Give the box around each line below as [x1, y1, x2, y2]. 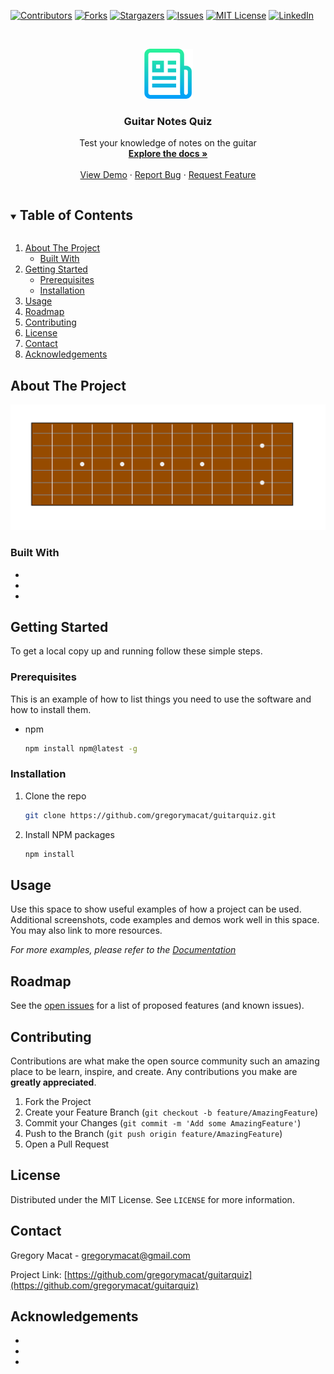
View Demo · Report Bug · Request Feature [79, 169, 257, 181]
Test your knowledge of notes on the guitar [79, 137, 257, 149]
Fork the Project [24, 1095, 92, 1107]
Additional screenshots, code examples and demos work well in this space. [10, 914, 320, 926]
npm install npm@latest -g [24, 743, 138, 754]
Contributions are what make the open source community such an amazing [10, 1055, 320, 1067]
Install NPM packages [24, 828, 115, 840]
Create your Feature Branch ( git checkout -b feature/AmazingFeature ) [24, 1106, 319, 1118]
